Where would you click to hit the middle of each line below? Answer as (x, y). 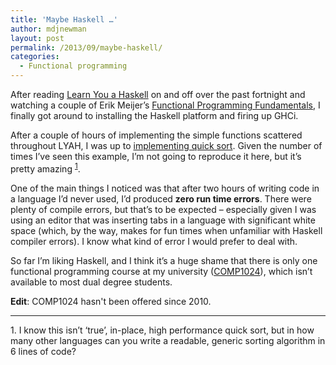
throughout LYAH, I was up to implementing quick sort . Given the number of (166, 145)
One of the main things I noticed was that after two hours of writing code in (165, 188)
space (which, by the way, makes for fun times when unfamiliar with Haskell (166, 230)
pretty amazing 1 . (45, 168)
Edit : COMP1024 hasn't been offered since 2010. (111, 301)
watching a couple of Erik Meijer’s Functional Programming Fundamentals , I (165, 105)
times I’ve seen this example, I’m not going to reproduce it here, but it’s (156, 156)
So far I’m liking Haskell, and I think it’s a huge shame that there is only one (164, 260)
